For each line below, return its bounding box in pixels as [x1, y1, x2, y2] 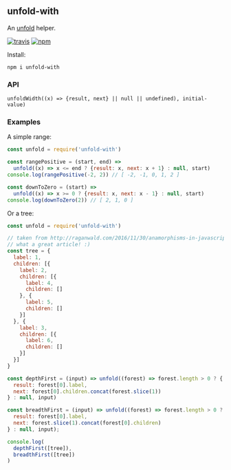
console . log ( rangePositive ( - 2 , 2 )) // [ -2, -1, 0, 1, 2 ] [7, 171, 180, 178]
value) [7, 101, 26, 109]
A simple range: [7, 133, 52, 141]
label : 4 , [25, 279, 54, 286]
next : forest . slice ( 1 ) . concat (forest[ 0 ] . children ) [13, 420, 162, 427]
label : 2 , [19, 266, 48, 274]
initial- [182, 96, 208, 103]
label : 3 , [19, 324, 48, 331]
